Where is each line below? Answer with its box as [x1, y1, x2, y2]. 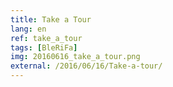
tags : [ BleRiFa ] [10, 42, 78, 53]
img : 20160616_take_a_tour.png [10, 52, 141, 62]
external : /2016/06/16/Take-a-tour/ [10, 61, 163, 71]
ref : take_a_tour [10, 33, 83, 43]
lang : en [10, 24, 47, 34]
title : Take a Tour [10, 14, 92, 25]
